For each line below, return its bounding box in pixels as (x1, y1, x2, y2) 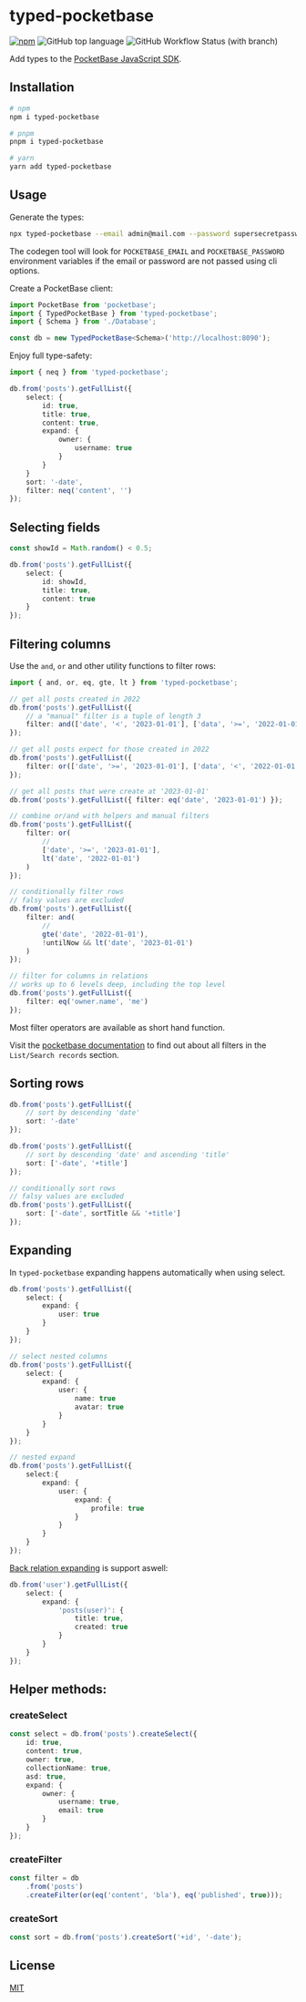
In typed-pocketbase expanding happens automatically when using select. (9, 1267, 285, 1278)
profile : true (90, 1504, 145, 1513)
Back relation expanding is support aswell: (9, 1562, 168, 1573)
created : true (74, 1623, 128, 1632)
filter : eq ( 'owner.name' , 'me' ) (25, 997, 148, 1006)
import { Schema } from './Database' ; (9, 317, 157, 326)
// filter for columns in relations (9, 971, 148, 980)
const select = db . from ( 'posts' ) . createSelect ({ (9, 1730, 198, 1739)
